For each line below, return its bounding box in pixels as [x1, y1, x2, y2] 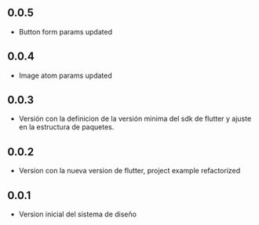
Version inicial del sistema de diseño [18, 209, 137, 219]
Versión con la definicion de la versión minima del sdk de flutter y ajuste [18, 114, 252, 124]
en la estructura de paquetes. [18, 122, 115, 132]
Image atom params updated [18, 71, 113, 80]
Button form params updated [18, 27, 113, 36]
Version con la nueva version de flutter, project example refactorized [18, 166, 241, 176]
